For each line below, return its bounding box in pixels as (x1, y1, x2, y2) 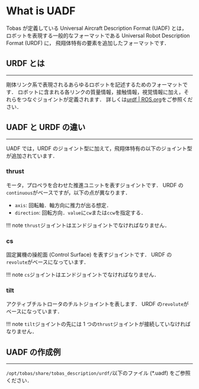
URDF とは (6, 58, 45, 69)
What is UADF (6, 4, 76, 18)
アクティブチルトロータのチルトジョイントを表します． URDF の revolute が (6, 301, 189, 308)
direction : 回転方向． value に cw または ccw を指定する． (14, 209, 146, 216)
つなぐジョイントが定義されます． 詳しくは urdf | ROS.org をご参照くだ (21, 96, 193, 103)
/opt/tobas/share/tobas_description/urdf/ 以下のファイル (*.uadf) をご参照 (6, 369, 191, 377)
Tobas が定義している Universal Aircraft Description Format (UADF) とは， (6, 24, 188, 31)
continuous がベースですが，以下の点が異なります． (6, 189, 131, 196)
